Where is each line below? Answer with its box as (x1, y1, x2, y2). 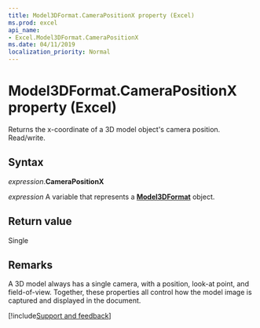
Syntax (8, 156, 44, 169)
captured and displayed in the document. (8, 296, 141, 305)
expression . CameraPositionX (8, 176, 104, 186)
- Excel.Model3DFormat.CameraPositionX (8, 33, 139, 42)
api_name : (8, 26, 41, 34)
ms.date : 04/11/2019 (8, 41, 76, 49)
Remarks (8, 258, 53, 271)
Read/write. (8, 133, 46, 142)
